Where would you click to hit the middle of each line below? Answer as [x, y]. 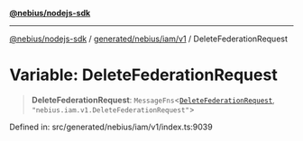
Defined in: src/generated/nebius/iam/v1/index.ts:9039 [111, 127]
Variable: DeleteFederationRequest [143, 75]
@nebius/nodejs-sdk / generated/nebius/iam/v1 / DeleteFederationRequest [149, 39]
